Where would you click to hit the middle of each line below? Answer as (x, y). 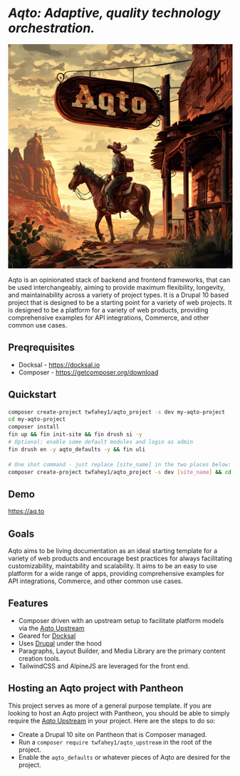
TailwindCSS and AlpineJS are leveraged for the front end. (104, 666)
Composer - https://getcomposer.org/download (88, 372)
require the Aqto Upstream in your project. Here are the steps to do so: (112, 720)
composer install (34, 427)
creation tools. (40, 658)
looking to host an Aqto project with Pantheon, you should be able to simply (119, 713)
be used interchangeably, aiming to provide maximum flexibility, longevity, (116, 287)
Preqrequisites (42, 348)
